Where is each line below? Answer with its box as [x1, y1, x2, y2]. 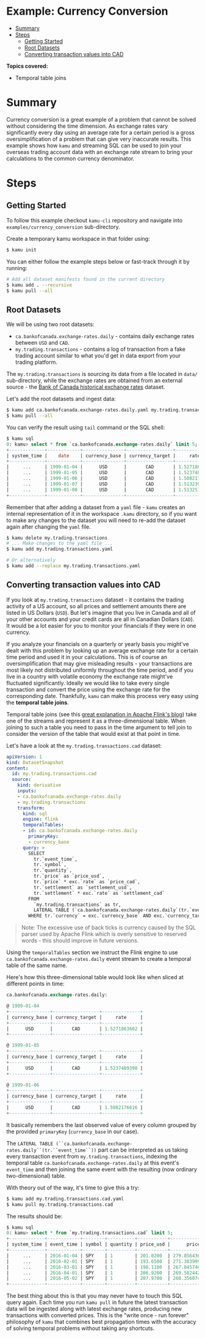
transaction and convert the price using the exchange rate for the [6, 686, 171, 693]
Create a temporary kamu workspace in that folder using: [6, 235, 151, 242]
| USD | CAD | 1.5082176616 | [6, 1105, 143, 1111]
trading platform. [15, 359, 58, 366]
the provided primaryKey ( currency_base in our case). [6, 1128, 139, 1135]
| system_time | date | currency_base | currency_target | [6, 452, 176, 459]
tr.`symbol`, [33, 862, 67, 868]
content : [6, 765, 29, 771]
